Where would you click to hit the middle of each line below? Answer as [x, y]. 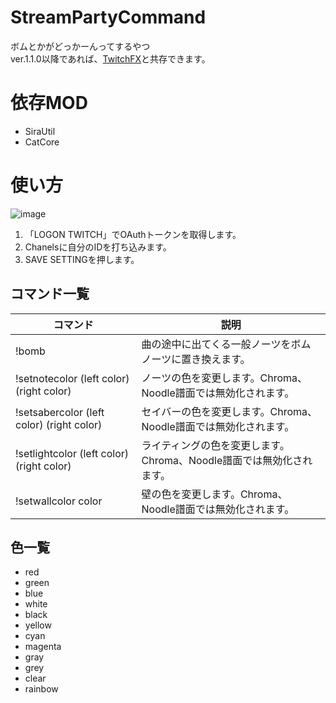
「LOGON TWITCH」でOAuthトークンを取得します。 [133, 234]
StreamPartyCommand [108, 17]
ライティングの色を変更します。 [215, 445]
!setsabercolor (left [60, 412]
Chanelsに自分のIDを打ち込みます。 [98, 247]
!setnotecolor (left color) [72, 378]
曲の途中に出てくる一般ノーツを [216, 344]
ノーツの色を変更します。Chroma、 [224, 378]
